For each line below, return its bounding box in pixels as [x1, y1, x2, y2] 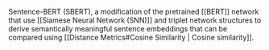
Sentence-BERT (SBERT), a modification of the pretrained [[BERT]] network [8, 7, 259, 16]
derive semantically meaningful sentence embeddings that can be [8, 24, 228, 33]
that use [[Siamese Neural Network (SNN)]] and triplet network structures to [8, 15, 262, 25]
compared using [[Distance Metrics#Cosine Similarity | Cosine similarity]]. [8, 32, 255, 42]
